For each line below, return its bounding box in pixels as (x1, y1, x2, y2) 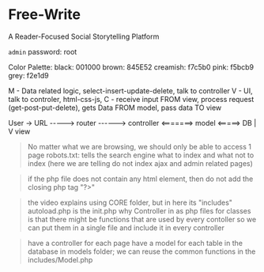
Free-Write (8, 6, 81, 24)
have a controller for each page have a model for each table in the (27, 238, 243, 247)
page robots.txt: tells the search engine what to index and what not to (27, 150, 255, 160)
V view (8, 127, 31, 136)
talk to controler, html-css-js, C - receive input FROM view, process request (8, 94, 255, 104)
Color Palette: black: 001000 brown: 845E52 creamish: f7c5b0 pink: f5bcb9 (8, 62, 255, 72)
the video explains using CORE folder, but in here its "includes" (27, 198, 233, 207)
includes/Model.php (27, 255, 93, 264)
